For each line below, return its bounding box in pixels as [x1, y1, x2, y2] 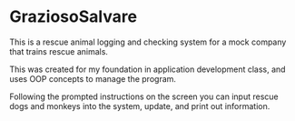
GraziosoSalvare [9, 6, 138, 27]
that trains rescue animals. [9, 45, 109, 56]
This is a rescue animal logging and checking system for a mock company [9, 36, 287, 47]
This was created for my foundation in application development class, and [9, 64, 286, 75]
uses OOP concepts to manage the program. [9, 73, 177, 84]
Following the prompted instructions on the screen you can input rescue [9, 91, 279, 102]
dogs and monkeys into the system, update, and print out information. [9, 100, 270, 111]
